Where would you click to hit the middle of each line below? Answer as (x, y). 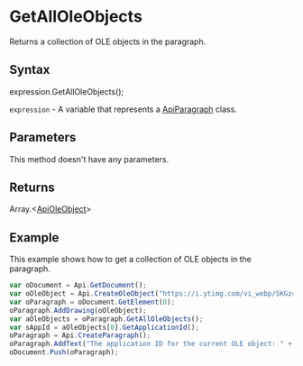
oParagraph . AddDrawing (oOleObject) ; (78, 310)
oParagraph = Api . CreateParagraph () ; (80, 335)
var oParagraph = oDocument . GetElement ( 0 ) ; (92, 302)
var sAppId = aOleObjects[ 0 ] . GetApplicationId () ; (105, 327)
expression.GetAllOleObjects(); (67, 91)
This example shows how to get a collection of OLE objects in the (131, 260)
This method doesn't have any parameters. (89, 159)
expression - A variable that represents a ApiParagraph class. (123, 109)
